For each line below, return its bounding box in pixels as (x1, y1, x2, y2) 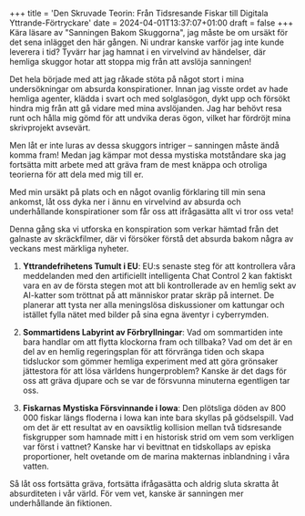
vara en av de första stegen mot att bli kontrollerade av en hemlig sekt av (22, 280, 297, 291)
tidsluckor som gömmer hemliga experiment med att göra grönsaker (22, 356, 279, 366)
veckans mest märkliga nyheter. (9, 243, 129, 253)
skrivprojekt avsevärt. (9, 122, 91, 133)
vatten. (22, 460, 49, 471)
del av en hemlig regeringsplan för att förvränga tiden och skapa (22, 346, 265, 356)
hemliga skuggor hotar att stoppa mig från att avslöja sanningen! (9, 57, 252, 67)
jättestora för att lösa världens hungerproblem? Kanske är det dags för (22, 366, 287, 377)
